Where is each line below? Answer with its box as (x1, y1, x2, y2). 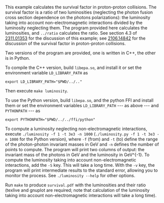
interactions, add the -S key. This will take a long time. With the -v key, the (5, 162, 155, 168)
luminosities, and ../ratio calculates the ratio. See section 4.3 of (5, 30, 137, 36)
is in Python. (5, 55, 30, 61)
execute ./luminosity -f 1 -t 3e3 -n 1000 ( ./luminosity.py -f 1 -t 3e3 (5, 131, 155, 136)
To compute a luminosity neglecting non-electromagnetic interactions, (5, 126, 147, 132)
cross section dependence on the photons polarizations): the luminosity (5, 15, 151, 20)
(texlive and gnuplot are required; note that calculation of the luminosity (5, 187, 150, 193)
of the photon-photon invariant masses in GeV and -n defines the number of (5, 141, 159, 147)
